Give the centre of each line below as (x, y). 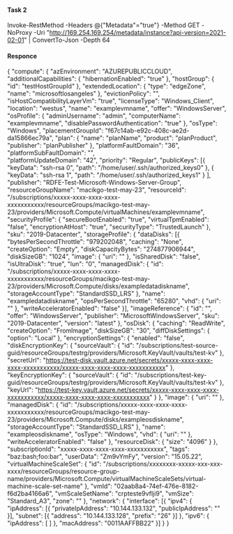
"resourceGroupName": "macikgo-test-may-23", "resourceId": (97, 190)
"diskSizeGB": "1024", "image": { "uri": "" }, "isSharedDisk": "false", (104, 257)
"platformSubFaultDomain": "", (51, 153)
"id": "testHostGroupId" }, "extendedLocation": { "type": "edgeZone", (106, 86)
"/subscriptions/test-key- (171, 375)
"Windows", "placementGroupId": (55, 131)
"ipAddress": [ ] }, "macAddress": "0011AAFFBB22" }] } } (88, 524)
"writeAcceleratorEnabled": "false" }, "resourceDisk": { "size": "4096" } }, (113, 442)
